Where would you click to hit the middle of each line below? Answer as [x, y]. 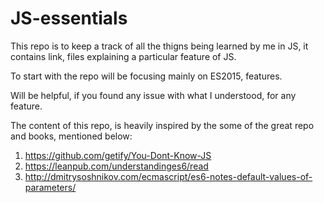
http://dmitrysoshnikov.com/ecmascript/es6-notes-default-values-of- [168, 176]
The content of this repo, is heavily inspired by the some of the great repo [162, 125]
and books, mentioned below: [71, 136]
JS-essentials [69, 18]
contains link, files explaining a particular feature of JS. [123, 56]
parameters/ [50, 187]
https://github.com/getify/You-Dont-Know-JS [118, 155]
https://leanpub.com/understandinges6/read [116, 166]
